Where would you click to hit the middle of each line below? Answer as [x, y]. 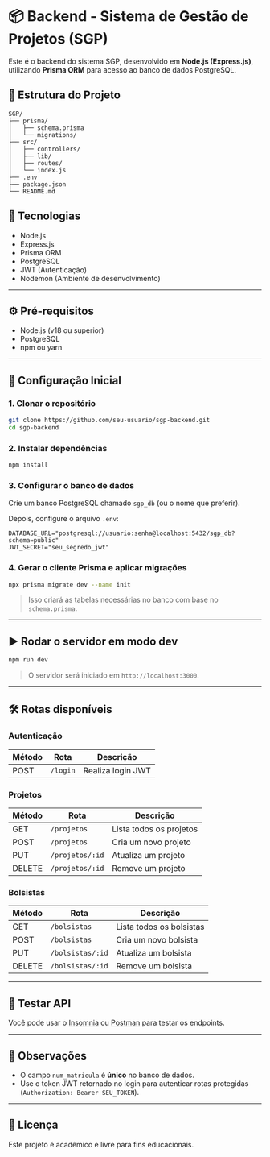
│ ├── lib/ [30, 156]
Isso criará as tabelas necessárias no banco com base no [123, 600]
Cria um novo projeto [151, 842]
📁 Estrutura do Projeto [64, 95]
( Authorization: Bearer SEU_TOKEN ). [79, 1093]
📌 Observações [47, 1056]
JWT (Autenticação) [53, 270]
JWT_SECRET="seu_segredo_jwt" [59, 548]
